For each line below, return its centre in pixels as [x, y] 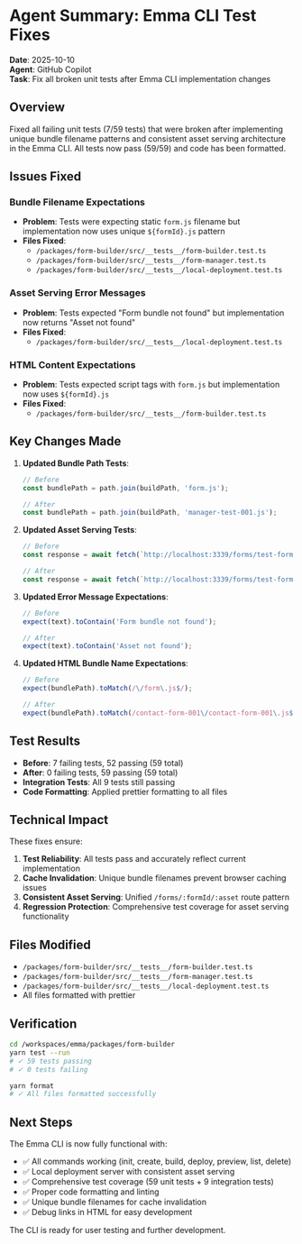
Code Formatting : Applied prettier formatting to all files [125, 791]
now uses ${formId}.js [66, 394]
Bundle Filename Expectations [78, 202]
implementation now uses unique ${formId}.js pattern [124, 232]
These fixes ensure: [46, 842]
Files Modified [50, 944]
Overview [37, 108]
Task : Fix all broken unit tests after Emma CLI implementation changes [140, 78]
